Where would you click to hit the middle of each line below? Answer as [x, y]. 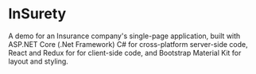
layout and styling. [39, 61]
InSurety [37, 14]
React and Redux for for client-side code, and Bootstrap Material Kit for [125, 53]
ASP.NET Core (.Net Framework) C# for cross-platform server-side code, [128, 44]
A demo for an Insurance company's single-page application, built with [124, 36]
